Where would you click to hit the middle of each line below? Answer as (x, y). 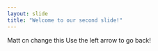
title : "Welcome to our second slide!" (65, 20)
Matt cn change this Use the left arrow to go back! (79, 40)
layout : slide (28, 14)
